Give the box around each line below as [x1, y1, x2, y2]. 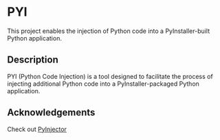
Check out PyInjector [7, 125, 67, 133]
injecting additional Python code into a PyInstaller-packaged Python [7, 80, 199, 88]
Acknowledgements [7, 107, 96, 119]
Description [7, 54, 58, 66]
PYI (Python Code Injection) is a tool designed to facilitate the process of [7, 72, 213, 80]
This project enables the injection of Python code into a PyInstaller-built [7, 27, 210, 35]
